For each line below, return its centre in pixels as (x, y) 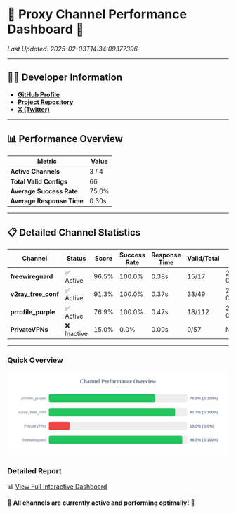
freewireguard (32, 276)
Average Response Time (47, 201)
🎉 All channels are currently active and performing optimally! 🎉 (101, 503)
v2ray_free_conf (35, 294)
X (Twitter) (34, 109)
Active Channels (35, 172)
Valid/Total (203, 259)
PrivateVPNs (29, 329)
